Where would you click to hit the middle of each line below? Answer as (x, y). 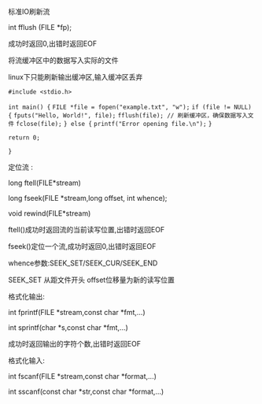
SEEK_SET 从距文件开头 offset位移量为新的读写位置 (91, 280)
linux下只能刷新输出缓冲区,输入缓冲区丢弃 (76, 77)
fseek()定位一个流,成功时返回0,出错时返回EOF (82, 246)
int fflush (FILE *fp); (40, 27)
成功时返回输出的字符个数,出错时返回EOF (75, 344)
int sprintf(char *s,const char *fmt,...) (68, 328)
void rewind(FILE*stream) (50, 213)
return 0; (24, 138)
